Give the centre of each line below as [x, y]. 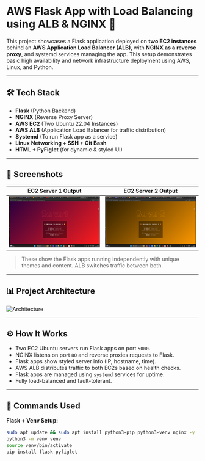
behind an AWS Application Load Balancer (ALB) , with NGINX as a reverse [101, 48]
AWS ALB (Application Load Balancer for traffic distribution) [91, 130]
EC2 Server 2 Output [151, 191]
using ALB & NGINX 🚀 [61, 24]
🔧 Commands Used [43, 406]
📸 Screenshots [35, 174]
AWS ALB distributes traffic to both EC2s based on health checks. [98, 368]
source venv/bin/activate [39, 445]
